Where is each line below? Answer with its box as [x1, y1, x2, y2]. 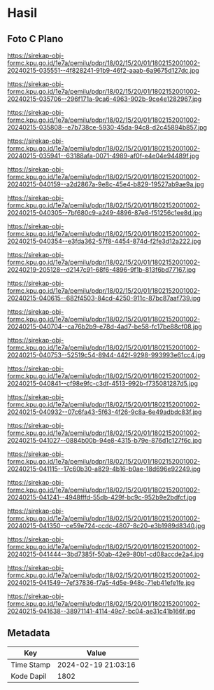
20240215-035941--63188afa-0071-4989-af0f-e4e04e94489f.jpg [7, 152, 199, 160]
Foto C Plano [7, 33, 64, 45]
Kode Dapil [10, 671, 47, 681]
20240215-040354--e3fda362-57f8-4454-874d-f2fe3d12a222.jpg [7, 237, 201, 245]
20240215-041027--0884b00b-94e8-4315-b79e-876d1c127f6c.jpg [7, 436, 202, 444]
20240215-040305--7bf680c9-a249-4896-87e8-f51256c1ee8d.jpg [7, 209, 203, 216]
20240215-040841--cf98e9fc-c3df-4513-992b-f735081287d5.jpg [7, 380, 198, 387]
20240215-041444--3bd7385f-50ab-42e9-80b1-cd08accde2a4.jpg [7, 550, 204, 558]
